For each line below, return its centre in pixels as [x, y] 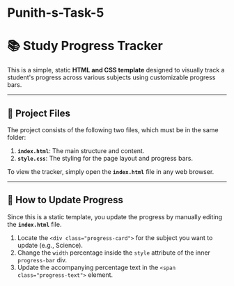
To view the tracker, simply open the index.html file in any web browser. [111, 171]
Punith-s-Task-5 [56, 13]
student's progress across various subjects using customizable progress [111, 77]
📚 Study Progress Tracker [85, 46]
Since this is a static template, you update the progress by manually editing [115, 216]
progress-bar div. [42, 260]
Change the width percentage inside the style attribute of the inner [114, 253]
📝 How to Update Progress [65, 200]
